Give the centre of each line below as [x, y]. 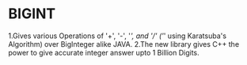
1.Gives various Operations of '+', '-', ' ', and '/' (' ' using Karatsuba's [118, 36]
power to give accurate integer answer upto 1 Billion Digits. [104, 52]
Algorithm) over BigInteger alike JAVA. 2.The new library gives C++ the [124, 44]
